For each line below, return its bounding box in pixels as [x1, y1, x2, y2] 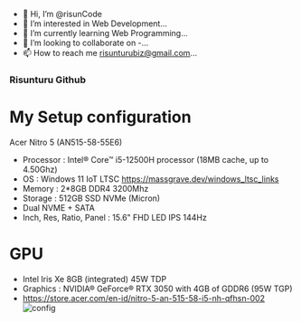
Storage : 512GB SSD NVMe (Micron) [22, 193, 161, 204]
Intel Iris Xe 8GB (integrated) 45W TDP [22, 273, 167, 284]
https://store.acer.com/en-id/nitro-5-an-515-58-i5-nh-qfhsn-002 [22, 292, 265, 303]
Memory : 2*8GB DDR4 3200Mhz [22, 183, 149, 194]
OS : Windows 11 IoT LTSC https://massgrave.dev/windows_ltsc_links [22, 173, 279, 185]
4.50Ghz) [22, 164, 58, 175]
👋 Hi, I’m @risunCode [22, 9, 102, 19]
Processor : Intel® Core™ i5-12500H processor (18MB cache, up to [22, 154, 269, 165]
